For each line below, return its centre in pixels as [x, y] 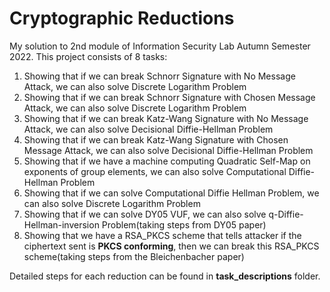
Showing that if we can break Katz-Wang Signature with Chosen [156, 139]
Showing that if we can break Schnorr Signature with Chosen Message [169, 97]
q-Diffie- [286, 214]
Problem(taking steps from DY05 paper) [184, 224]
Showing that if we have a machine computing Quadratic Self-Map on [167, 161]
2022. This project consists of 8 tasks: [88, 56]
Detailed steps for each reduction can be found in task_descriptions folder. [165, 276]
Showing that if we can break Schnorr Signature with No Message [159, 76]
